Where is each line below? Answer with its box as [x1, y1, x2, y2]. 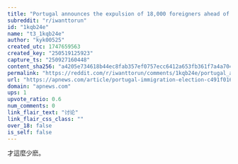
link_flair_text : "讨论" [7, 109, 79, 116]
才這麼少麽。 [7, 149, 45, 158]
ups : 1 [7, 89, 27, 96]
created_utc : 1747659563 [7, 43, 81, 50]
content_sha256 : [7, 63, 55, 70]
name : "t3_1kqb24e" [7, 30, 65, 37]
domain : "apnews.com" [7, 83, 72, 90]
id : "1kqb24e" [7, 23, 50, 30]
